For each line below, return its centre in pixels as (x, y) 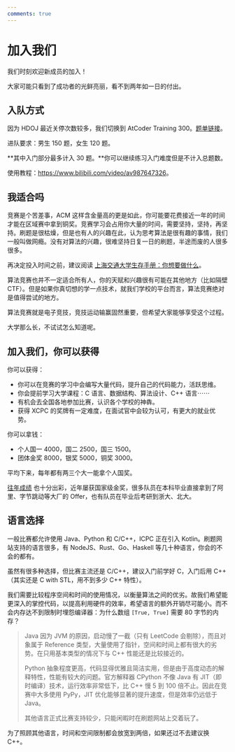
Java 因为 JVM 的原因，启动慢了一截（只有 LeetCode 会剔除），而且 (122, 636)
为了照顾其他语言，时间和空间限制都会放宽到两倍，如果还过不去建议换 (108, 732)
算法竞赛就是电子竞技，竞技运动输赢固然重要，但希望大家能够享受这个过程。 (117, 313)
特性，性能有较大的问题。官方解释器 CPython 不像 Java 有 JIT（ (123, 676)
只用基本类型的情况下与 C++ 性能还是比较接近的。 (115, 653)
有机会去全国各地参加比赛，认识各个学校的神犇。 (88, 402)
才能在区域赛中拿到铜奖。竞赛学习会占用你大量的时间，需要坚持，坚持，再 (114, 224)
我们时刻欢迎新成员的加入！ (47, 71)
